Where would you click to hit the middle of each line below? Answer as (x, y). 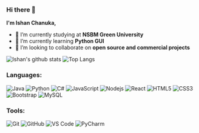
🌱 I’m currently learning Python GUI (59, 41)
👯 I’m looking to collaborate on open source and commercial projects (102, 47)
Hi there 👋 (21, 10)
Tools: (16, 111)
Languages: (24, 75)
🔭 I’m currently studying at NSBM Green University (79, 35)
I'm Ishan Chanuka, (31, 23)
